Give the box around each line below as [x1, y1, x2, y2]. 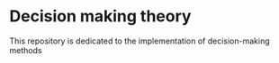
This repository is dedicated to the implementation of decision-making [9, 35, 270, 46]
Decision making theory [9, 6, 192, 27]
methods [9, 44, 42, 55]
